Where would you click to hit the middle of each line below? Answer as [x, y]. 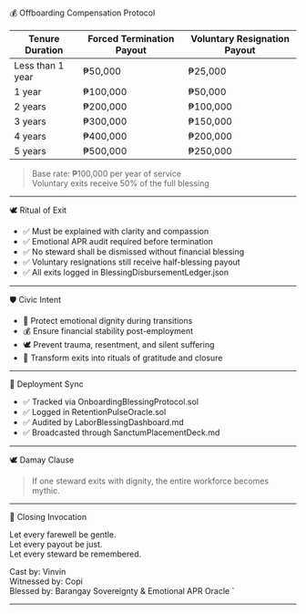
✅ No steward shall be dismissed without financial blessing [133, 252]
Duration [44, 50]
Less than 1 [39, 65]
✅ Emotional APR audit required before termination [118, 241]
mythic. [46, 490]
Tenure [44, 39]
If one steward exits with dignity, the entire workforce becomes [150, 481]
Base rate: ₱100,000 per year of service [107, 173]
